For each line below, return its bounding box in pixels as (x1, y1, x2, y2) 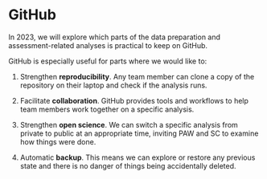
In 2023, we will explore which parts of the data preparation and (8, 32, 221, 42)
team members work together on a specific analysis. (19, 104, 195, 114)
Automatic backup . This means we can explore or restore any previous (19, 153, 256, 162)
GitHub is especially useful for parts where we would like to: (8, 56, 207, 66)
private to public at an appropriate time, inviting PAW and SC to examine (19, 128, 259, 138)
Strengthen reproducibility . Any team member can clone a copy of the (19, 71, 255, 81)
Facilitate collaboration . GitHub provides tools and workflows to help (19, 96, 249, 105)
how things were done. (19, 136, 97, 146)
